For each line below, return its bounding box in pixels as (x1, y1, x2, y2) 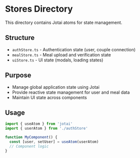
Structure (5, 34, 35, 42)
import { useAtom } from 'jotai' (5, 121, 73, 126)
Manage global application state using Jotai (12, 84, 100, 90)
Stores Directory (5, 3, 73, 15)
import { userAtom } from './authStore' (5, 126, 88, 131)
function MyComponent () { (5, 135, 57, 140)
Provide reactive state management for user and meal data (12, 89, 130, 95)
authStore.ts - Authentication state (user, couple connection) (12, 46, 136, 52)
